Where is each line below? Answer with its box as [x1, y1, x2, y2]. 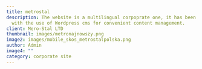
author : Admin [6, 43, 42, 49]
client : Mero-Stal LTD [6, 25, 64, 32]
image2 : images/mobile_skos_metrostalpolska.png [6, 37, 131, 43]
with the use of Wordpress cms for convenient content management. [11, 20, 186, 26]
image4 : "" [6, 48, 34, 54]
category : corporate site [6, 53, 71, 59]
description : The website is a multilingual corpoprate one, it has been [6, 14, 197, 20]
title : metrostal [6, 8, 50, 15]
